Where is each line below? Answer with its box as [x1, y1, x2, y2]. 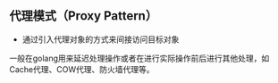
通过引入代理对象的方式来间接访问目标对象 [21, 34, 180, 45]
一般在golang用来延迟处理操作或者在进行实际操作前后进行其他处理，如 [9, 53, 270, 63]
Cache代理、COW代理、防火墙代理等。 [9, 63, 155, 74]
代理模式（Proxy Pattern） [9, 8, 158, 24]
